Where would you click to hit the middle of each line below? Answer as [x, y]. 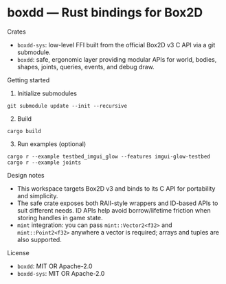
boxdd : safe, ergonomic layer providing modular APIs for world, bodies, [117, 59]
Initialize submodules [47, 93]
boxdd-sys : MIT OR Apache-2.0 [61, 273]
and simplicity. [37, 196]
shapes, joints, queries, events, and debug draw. [86, 67]
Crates [16, 32]
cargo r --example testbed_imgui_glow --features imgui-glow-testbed [109, 156]
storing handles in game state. [60, 217]
